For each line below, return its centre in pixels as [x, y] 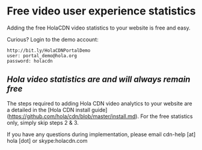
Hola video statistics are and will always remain [99, 80]
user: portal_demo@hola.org [42, 55]
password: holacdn [30, 61]
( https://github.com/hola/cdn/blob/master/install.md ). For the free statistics [100, 116]
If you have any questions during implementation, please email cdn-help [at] [101, 134]
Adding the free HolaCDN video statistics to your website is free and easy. [99, 28]
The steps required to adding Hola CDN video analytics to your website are [99, 103]
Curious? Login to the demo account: [53, 39]
